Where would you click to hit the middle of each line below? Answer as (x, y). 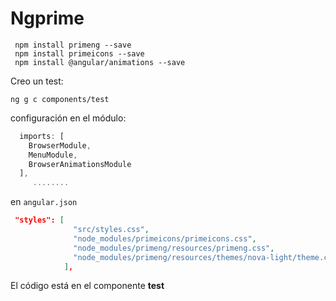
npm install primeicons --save (79, 53)
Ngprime (47, 18)
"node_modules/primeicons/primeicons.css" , (165, 238)
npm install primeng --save (73, 45)
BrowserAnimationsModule (80, 164)
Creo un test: (37, 81)
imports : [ (42, 136)
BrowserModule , (60, 145)
